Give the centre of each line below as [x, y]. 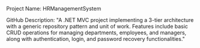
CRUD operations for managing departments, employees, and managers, [96, 33]
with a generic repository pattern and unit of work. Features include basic [97, 26]
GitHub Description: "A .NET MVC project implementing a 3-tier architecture [100, 20]
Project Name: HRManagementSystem [54, 9]
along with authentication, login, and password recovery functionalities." [95, 39]
